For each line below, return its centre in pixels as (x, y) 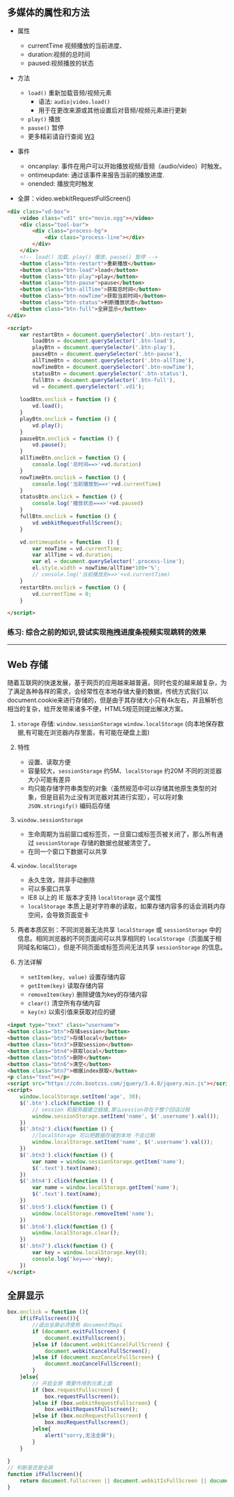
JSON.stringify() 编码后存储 (69, 806)
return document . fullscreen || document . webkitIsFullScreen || (114, 1481)
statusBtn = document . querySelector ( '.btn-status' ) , (110, 373)
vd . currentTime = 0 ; (62, 594)
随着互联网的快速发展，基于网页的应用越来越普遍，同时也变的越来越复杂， (114, 682)
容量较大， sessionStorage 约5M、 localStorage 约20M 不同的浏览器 (125, 771)
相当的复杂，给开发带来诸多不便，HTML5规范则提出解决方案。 (97, 709)
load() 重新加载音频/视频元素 (70, 92)
